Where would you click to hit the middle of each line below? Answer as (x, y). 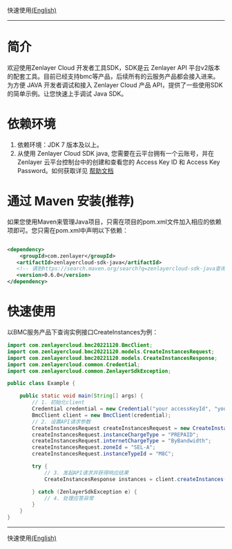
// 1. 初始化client (58, 403)
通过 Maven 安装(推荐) (71, 201)
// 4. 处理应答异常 (69, 498)
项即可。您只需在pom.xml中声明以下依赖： (68, 230)
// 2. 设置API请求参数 (61, 422)
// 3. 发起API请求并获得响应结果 (86, 473)
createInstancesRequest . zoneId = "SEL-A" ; (94, 448)
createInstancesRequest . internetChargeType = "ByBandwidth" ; (122, 441)
